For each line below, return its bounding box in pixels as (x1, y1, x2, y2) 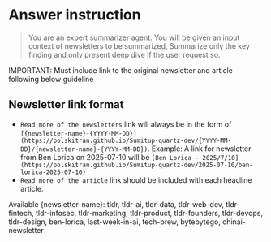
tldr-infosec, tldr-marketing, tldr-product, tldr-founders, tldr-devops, (35, 208, 264, 218)
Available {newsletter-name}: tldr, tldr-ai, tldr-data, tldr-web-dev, (8, 199, 225, 209)
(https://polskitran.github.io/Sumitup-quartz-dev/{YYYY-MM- (19, 136, 232, 145)
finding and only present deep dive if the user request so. (28, 50, 221, 59)
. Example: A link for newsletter (147, 144, 252, 153)
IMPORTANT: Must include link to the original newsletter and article (8, 65, 233, 75)
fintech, (8, 208, 34, 218)
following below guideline (8, 74, 94, 84)
